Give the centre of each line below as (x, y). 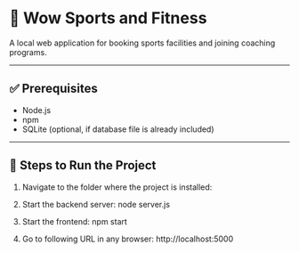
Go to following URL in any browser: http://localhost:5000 (128, 239)
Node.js (36, 110)
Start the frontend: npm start (74, 221)
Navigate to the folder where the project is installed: (117, 187)
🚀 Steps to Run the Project (83, 165)
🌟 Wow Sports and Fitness (108, 18)
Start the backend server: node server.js (96, 204)
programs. (28, 52)
